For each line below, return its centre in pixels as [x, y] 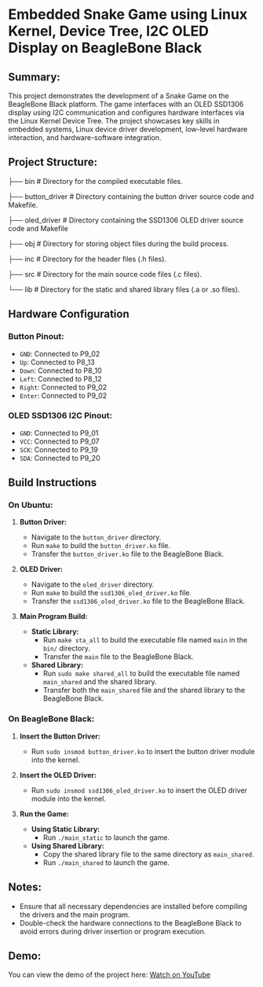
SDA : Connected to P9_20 [60, 458]
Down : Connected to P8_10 [60, 370]
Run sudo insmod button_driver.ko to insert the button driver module [143, 751]
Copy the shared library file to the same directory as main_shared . [148, 854]
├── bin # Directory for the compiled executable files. [95, 181]
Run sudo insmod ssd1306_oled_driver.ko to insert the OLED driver [139, 790]
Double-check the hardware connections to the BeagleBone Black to [130, 923]
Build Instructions [53, 482]
